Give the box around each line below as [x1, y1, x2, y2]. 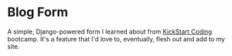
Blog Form [7, 4, 68, 20]
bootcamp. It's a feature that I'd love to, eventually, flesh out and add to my [7, 34, 226, 43]
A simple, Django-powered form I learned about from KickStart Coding [7, 27, 213, 36]
